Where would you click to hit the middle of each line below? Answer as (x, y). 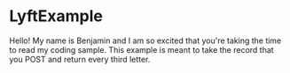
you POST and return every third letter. (80, 59)
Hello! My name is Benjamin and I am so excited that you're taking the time (145, 40)
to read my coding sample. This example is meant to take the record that (141, 49)
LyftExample (56, 16)
